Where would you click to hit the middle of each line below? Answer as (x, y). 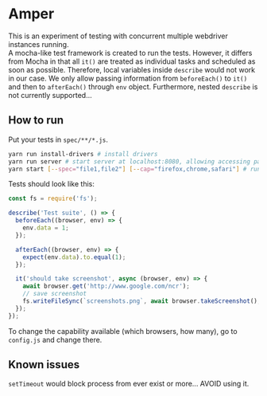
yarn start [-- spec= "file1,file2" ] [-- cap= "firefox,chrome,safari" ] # (128, 169)
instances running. (39, 44)
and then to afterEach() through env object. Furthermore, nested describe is (133, 86)
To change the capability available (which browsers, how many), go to (123, 331)
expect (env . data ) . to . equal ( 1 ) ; (74, 257)
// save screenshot (55, 294)
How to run (36, 120)
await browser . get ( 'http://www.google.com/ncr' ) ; (106, 286)
